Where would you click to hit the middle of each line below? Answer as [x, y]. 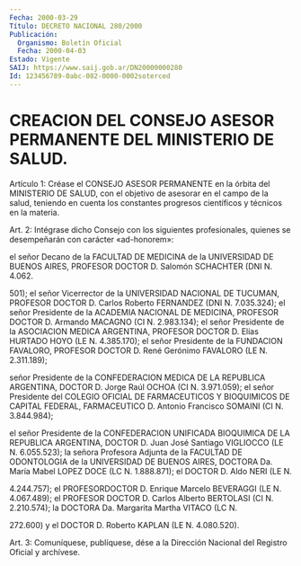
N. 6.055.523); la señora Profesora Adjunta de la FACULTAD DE [126, 452]
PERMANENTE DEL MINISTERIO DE [142, 139]
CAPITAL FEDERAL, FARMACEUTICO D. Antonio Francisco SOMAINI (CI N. [146, 406]
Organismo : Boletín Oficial [70, 43]
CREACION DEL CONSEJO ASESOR [142, 120]
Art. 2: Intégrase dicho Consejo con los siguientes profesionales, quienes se [150, 229]
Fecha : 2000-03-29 [44, 18]
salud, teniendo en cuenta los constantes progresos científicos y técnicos [146, 202]
